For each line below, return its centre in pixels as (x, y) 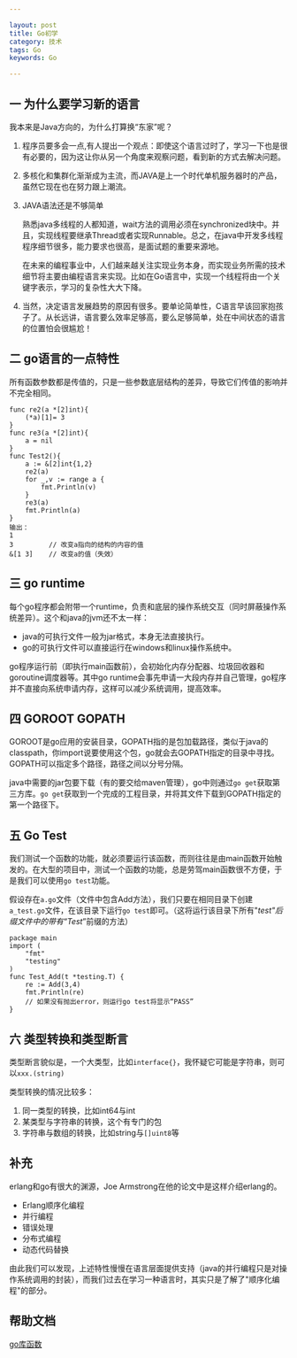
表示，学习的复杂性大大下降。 (92, 287)
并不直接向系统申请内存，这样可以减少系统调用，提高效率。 (118, 688)
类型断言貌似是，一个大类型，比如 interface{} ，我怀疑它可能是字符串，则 (143, 1062)
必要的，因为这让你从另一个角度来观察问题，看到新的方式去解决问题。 (157, 157)
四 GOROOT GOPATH (67, 718)
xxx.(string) (41, 1074)
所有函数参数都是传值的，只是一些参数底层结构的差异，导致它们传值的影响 (145, 382)
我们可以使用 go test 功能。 (65, 881)
